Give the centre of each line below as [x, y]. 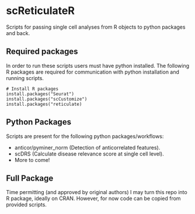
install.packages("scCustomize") [47, 99]
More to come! [32, 160]
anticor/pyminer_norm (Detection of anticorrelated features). [87, 147]
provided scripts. [26, 205]
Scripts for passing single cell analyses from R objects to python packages [96, 27]
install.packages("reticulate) [44, 104]
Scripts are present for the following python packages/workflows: [85, 136]
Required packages [42, 52]
